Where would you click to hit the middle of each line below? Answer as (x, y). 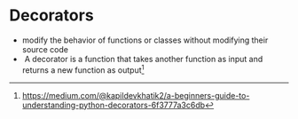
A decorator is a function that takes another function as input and (144, 59)
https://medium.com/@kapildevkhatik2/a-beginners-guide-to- (136, 95)
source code (45, 49)
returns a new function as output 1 (83, 69)
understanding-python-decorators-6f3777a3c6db (114, 105)
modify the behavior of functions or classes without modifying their (145, 40)
